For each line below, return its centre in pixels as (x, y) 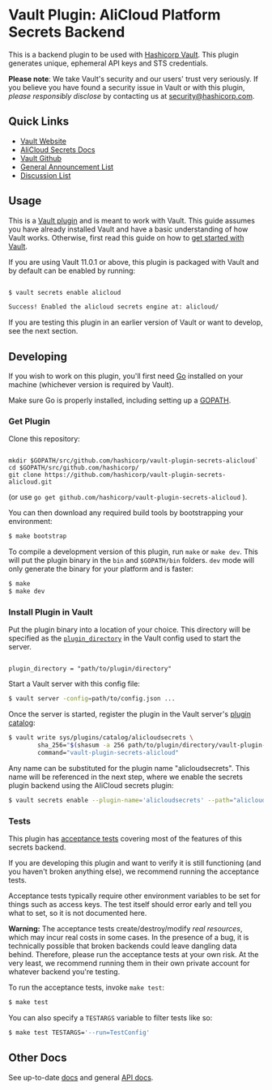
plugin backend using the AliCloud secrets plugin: (91, 785)
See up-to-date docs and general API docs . (81, 1077)
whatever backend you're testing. (64, 972)
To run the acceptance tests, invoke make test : (86, 988)
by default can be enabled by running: (72, 270)
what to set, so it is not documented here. (78, 913)
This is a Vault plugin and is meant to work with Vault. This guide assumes (132, 220)
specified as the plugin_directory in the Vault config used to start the (125, 638)
